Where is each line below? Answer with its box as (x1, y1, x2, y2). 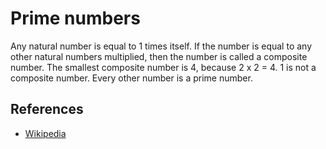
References (10, 101, 84, 118)
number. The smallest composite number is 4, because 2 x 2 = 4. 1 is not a (10, 61, 317, 73)
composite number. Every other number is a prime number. (10, 72, 253, 84)
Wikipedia (24, 127, 67, 139)
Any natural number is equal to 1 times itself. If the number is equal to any (10, 40, 313, 52)
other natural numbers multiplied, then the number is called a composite (10, 50, 308, 62)
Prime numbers (10, 7, 141, 30)
